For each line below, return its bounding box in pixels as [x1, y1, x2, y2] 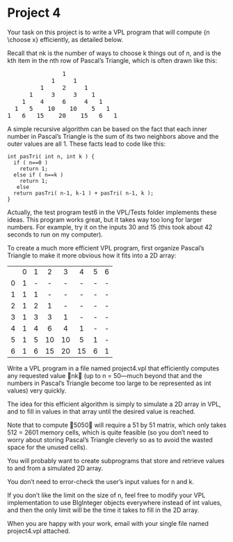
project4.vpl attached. [7, 527, 71, 535]
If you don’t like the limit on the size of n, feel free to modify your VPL [7, 490, 206, 499]
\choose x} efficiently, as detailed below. [7, 35, 124, 43]
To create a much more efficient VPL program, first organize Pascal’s [7, 243, 204, 252]
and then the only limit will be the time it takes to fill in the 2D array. [7, 506, 200, 514]
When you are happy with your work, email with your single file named [7, 519, 209, 527]
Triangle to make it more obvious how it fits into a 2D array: [7, 251, 177, 259]
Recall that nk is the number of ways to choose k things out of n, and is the [7, 49, 221, 57]
